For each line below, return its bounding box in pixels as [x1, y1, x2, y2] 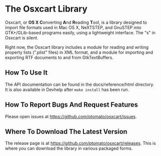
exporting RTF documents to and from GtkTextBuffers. [5, 54, 113, 60]
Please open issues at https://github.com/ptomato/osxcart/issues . [5, 113, 137, 119]
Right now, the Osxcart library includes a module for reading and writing [5, 44, 149, 50]
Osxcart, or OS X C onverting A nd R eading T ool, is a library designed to [5, 19, 147, 25]
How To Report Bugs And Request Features [5, 101, 138, 109]
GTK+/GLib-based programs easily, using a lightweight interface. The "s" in [5, 30, 156, 35]
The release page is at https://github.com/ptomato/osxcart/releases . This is [5, 140, 156, 146]
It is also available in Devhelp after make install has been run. [5, 86, 129, 93]
